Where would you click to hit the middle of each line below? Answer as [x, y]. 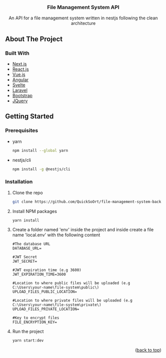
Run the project [28, 332]
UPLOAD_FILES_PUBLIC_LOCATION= [45, 292]
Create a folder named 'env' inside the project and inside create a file [83, 230]
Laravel [20, 90]
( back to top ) [148, 350]
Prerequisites [22, 131]
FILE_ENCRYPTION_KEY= [34, 322]
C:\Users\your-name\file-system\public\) [55, 287]
